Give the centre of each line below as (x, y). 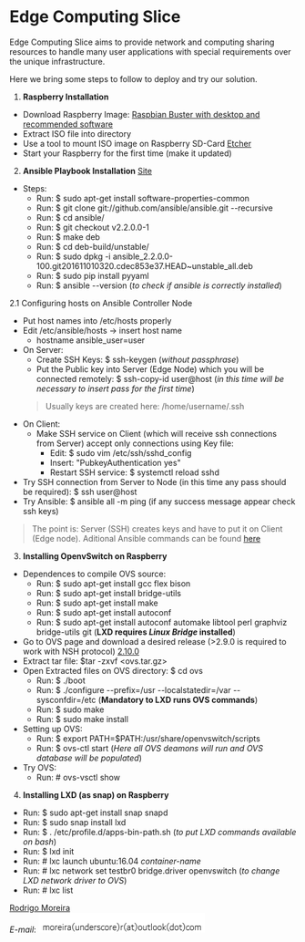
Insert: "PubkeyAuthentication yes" (115, 462)
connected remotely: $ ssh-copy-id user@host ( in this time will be (160, 378)
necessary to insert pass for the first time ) (116, 388)
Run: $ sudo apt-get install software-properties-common (143, 198)
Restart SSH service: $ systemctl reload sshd (135, 472)
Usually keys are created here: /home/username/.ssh (145, 406)
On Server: (43, 349)
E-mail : (23, 929)
